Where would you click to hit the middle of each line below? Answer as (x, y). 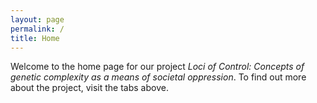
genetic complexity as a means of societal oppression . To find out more (158, 77)
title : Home (35, 38)
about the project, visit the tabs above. (89, 88)
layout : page (37, 19)
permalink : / (37, 29)
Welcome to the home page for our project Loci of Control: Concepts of (157, 67)
